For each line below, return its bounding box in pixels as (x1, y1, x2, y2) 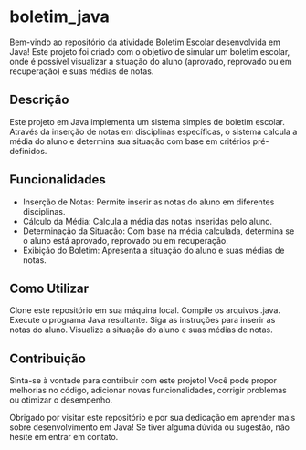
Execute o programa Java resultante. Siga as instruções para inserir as (9, 315, 276, 326)
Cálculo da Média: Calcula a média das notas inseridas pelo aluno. (22, 215, 272, 226)
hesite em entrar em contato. (9, 432, 119, 443)
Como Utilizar (9, 280, 90, 296)
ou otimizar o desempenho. (9, 394, 113, 405)
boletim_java (9, 6, 110, 27)
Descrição (9, 92, 69, 108)
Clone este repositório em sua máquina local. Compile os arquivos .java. (9, 305, 281, 316)
